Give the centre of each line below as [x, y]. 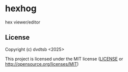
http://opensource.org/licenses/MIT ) [42, 64]
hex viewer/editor [23, 22]
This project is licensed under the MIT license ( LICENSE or [64, 59]
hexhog [21, 9]
